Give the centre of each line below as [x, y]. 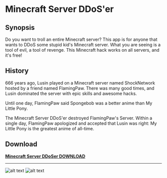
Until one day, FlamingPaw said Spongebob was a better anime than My [79, 103]
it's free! [14, 55]
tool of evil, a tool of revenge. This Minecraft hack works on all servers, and [83, 50]
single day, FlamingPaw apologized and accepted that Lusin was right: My [81, 123]
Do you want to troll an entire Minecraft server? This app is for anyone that [81, 39]
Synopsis [20, 28]
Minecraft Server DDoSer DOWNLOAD [45, 156]
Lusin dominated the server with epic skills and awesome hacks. [71, 93]
